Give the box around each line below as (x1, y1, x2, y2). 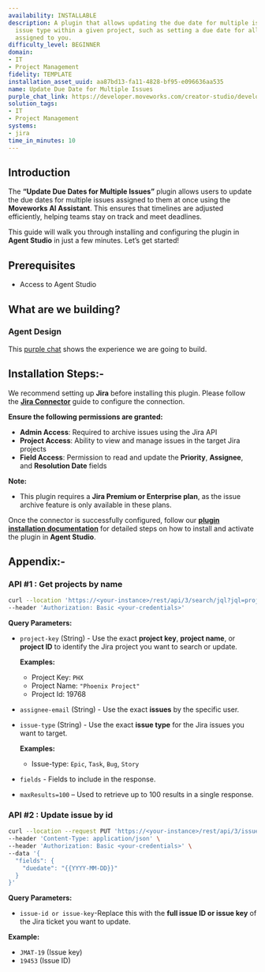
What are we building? (8, 302, 121, 316)
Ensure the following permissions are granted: (8, 412, 163, 422)
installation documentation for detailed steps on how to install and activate (8, 524, 254, 533)
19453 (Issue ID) (19, 956, 71, 966)
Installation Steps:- (8, 367, 105, 380)
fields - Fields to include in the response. (19, 774, 156, 784)
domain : (8, 48, 34, 56)
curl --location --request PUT (8, 827, 111, 835)
